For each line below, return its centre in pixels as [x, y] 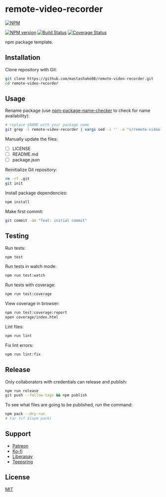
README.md [25, 154]
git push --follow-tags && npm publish [46, 395]
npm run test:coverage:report [36, 313]
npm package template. [29, 42]
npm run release [22, 391]
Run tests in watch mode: [31, 267]
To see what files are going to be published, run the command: [69, 405]
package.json [26, 160]
